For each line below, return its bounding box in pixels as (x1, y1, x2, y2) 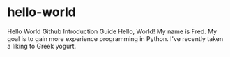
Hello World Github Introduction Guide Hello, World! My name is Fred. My (7, 27, 217, 35)
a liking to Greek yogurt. (7, 42, 77, 50)
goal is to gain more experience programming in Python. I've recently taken (7, 34, 224, 42)
